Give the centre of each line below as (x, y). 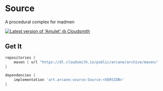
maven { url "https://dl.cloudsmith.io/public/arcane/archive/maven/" (87, 62)
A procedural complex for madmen (40, 22)
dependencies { (20, 76)
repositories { (20, 58)
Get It (13, 46)
